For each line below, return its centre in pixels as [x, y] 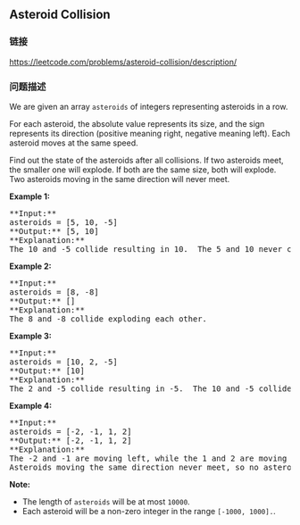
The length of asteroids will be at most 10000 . [106, 501]
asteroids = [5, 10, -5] [63, 222]
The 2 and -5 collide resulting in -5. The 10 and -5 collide [150, 388]
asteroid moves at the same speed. [74, 143]
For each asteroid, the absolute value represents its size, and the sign [137, 123]
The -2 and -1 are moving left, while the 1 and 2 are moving [148, 458]
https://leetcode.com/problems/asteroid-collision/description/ [123, 62]
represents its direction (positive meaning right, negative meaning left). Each [150, 133]
